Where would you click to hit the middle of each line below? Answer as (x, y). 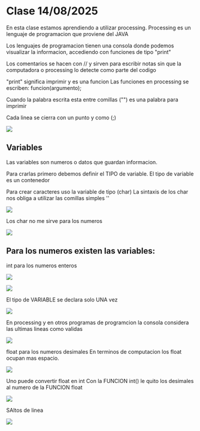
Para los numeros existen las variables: (81, 251)
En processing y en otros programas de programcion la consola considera (98, 323)
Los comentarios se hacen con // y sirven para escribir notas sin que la (94, 64)
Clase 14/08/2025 (52, 11)
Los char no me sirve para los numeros (54, 221)
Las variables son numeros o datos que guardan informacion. (82, 162)
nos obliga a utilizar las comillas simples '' (58, 198)
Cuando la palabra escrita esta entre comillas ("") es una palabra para (92, 100)
